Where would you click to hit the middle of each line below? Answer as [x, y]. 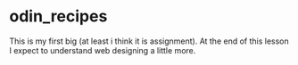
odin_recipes [58, 16]
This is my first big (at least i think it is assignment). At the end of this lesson [149, 41]
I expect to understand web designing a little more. [103, 50]
